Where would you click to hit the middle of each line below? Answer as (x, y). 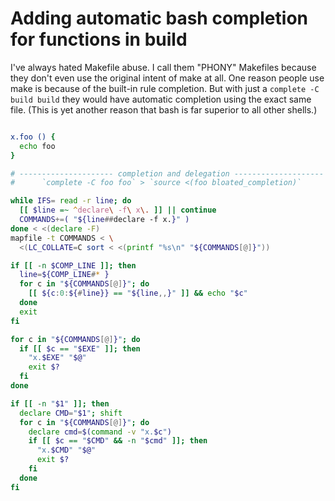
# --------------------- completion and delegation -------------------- (167, 173)
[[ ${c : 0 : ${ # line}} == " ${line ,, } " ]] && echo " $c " (138, 293)
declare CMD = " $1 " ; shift (71, 413)
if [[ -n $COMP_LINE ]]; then (73, 265)
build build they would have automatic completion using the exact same (161, 99)
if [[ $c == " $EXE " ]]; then (80, 348)
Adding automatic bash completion (159, 18)
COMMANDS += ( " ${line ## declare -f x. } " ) (104, 220)
